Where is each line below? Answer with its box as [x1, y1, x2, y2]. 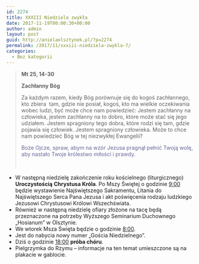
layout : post [6, 31, 39, 37]
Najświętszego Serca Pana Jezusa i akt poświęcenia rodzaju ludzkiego [15, 193, 192, 200]
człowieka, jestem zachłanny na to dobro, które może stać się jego [21, 113, 188, 120]
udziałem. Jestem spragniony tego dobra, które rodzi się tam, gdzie [21, 119, 190, 127]
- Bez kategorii [11, 54, 53, 60]
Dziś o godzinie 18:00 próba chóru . [15, 238, 104, 245]
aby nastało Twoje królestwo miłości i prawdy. [21, 150, 136, 158]
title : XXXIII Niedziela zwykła [6, 14, 88, 21]
